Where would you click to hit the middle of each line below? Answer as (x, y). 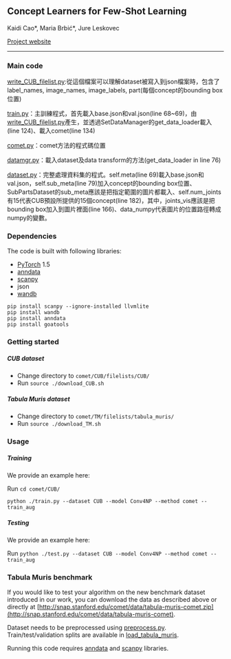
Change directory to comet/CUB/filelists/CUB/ (83, 376)
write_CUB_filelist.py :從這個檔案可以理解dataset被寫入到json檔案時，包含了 (113, 81)
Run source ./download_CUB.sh (60, 383)
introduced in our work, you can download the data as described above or (112, 600)
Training (20, 458)
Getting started (33, 342)
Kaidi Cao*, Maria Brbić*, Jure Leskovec (64, 28)
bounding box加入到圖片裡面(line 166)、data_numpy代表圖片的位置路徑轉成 (114, 209)
